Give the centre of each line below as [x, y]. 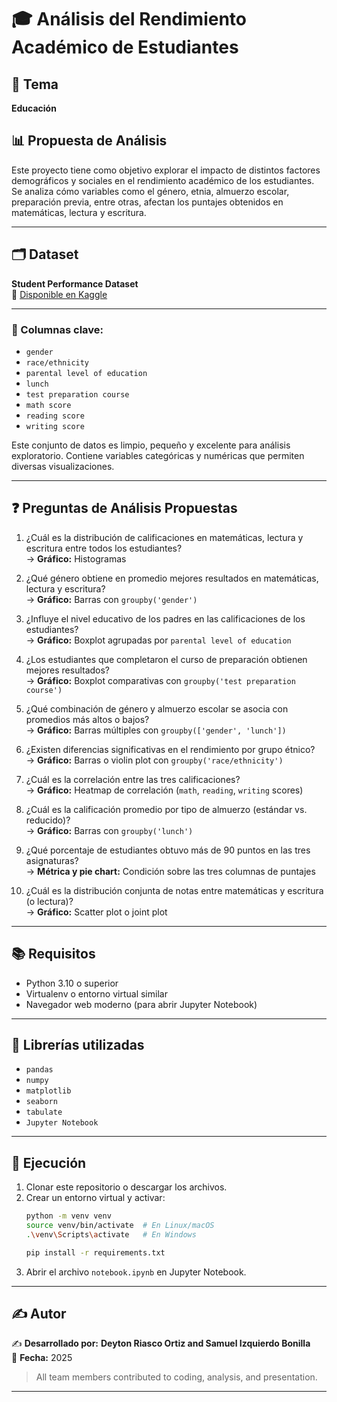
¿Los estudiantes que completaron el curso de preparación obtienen [166, 659]
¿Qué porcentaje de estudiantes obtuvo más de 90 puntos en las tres [168, 850]
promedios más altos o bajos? [87, 719]
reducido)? [48, 820]
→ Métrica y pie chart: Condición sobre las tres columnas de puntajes [170, 871]
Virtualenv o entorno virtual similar [96, 993]
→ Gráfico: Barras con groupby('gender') [111, 599]
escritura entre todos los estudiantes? [104, 548]
